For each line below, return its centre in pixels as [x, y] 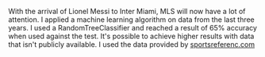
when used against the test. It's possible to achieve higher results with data [131, 36]
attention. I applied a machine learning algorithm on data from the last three [132, 20]
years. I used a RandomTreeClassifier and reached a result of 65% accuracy [133, 28]
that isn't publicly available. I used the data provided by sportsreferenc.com [132, 45]
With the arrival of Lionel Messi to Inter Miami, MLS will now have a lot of [127, 11]
